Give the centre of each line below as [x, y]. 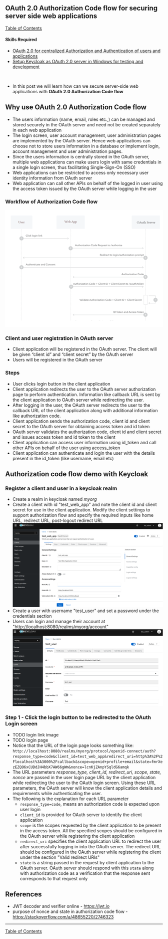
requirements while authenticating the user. [57, 793]
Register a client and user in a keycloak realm [61, 488]
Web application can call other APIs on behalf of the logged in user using [87, 183]
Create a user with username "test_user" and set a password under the [85, 611]
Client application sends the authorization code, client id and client [81, 421]
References [23, 894]
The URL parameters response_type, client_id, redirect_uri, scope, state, [87, 772]
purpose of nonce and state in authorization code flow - [70, 911]
